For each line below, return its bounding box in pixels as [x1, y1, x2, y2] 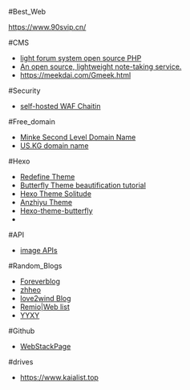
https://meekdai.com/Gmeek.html [19, 70, 131, 79]
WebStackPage [19, 342, 71, 351]
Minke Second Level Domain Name [19, 132, 136, 142]
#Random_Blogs [8, 261, 63, 271]
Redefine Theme [19, 172, 75, 181]
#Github [8, 326, 35, 336]
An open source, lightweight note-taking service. [19, 62, 182, 71]
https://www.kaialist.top [19, 372, 99, 382]
